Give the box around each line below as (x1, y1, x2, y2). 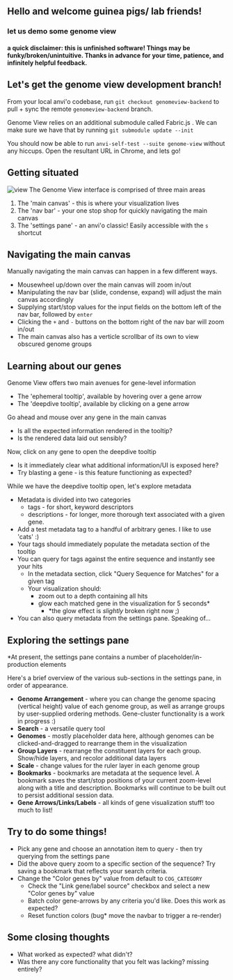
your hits (17, 562, 43, 571)
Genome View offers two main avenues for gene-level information (7, 379, 196, 387)
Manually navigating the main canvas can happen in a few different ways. (7, 267, 218, 276)
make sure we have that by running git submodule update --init (7, 126, 194, 134)
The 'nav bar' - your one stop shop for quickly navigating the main (17, 206, 207, 215)
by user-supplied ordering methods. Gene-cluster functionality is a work (17, 709, 225, 718)
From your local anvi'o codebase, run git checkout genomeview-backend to (7, 97, 220, 105)
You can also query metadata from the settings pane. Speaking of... (17, 614, 211, 623)
